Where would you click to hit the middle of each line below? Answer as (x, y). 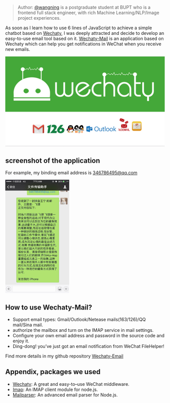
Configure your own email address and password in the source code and (89, 336)
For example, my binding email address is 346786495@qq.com (71, 173)
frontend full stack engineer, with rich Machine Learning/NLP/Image (88, 13)
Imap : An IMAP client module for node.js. (55, 389)
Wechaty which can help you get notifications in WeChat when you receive (83, 44)
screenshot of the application (53, 160)
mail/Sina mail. (28, 325)
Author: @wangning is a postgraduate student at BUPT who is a (84, 7)
